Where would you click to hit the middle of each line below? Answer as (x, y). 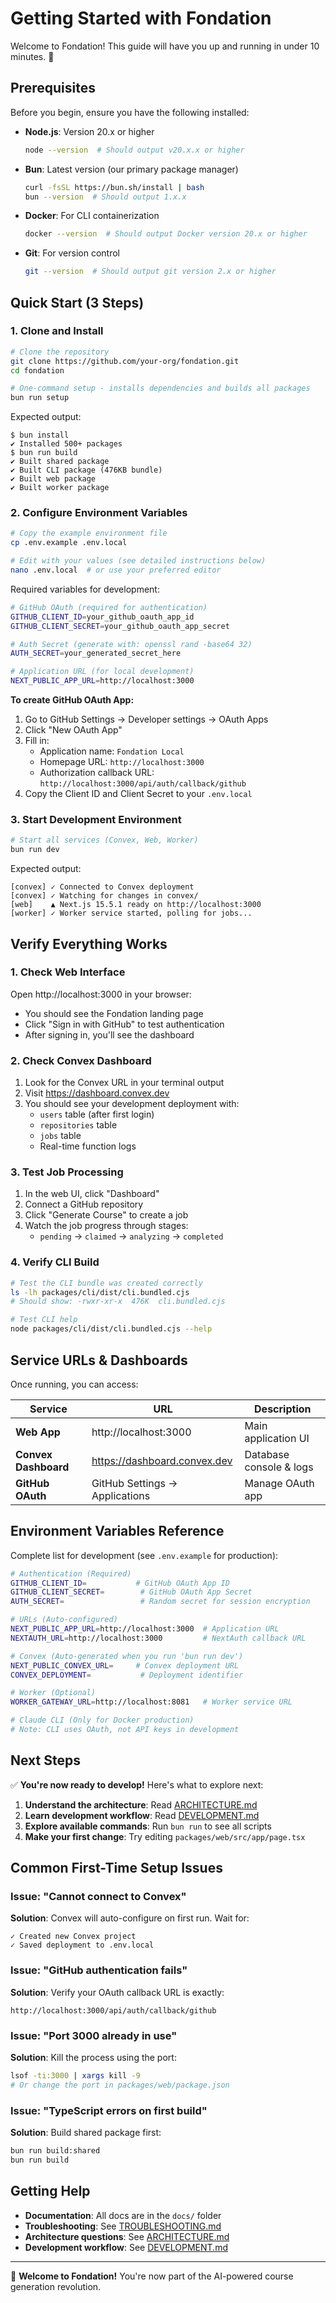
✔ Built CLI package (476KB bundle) (86, 470)
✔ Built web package (53, 479)
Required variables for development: (85, 589)
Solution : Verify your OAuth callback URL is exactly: (117, 1992)
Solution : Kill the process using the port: (93, 2058)
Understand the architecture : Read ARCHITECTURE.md (141, 1804)
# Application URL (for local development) (102, 672)
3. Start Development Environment (96, 820)
